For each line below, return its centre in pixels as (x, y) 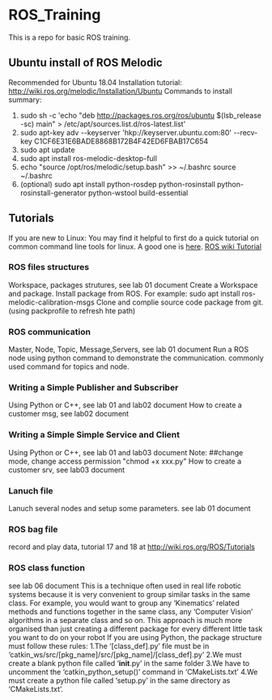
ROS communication (50, 331)
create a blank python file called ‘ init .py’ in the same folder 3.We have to (129, 663)
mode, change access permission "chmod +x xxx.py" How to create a (125, 461)
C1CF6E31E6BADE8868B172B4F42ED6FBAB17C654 (121, 141)
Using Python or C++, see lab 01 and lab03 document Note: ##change (126, 452)
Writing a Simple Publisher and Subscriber (93, 388)
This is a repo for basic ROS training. (70, 37)
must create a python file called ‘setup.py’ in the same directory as (119, 680)
